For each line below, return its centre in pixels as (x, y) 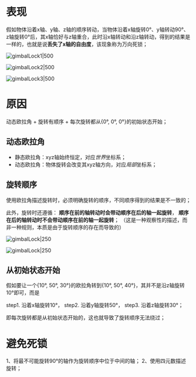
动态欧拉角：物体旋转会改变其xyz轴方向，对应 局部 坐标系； (86, 164)
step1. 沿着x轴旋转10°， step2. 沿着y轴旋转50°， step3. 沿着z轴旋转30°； (95, 305)
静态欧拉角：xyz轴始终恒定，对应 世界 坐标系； (70, 157)
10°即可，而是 (23, 293)
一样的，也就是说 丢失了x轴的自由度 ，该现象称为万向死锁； (77, 44)
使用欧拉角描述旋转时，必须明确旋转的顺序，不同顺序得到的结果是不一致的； (99, 200)
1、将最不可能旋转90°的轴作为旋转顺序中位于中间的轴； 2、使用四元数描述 (96, 361)
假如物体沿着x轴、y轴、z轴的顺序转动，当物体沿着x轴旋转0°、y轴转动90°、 (97, 29)
